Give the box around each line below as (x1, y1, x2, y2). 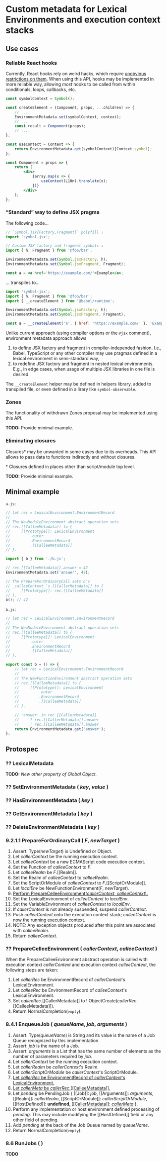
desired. (12, 372, 30, 378)
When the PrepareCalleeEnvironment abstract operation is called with (5, 957, 148, 963)
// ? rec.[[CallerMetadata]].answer (14, 717, 99, 722)
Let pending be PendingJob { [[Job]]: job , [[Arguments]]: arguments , (12, 1090, 154, 1096)
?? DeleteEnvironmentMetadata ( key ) (5, 823, 100, 830)
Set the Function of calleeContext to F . (12, 864, 92, 870)
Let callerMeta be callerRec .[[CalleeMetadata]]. (12, 1085, 111, 1091)
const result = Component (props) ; (14, 123, 86, 129)
